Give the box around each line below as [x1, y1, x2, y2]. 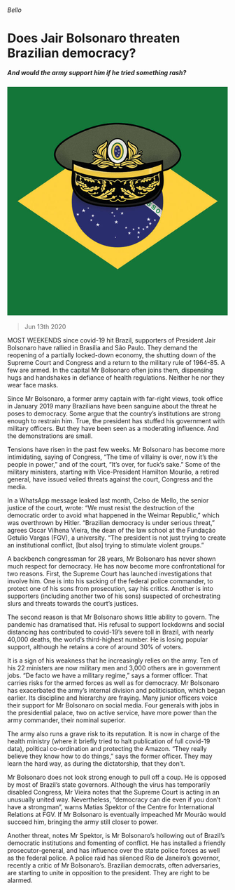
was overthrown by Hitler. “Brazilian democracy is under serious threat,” [7, 519, 215, 527]
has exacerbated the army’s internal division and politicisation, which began [7, 686, 226, 695]
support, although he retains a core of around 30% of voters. [7, 643, 183, 651]
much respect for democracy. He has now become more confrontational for [7, 562, 225, 571]
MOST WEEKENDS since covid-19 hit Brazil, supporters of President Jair [7, 336, 216, 345]
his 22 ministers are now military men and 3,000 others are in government [7, 664, 220, 672]
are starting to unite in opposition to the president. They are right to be [7, 869, 210, 877]
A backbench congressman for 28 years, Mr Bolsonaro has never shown [7, 554, 216, 563]
